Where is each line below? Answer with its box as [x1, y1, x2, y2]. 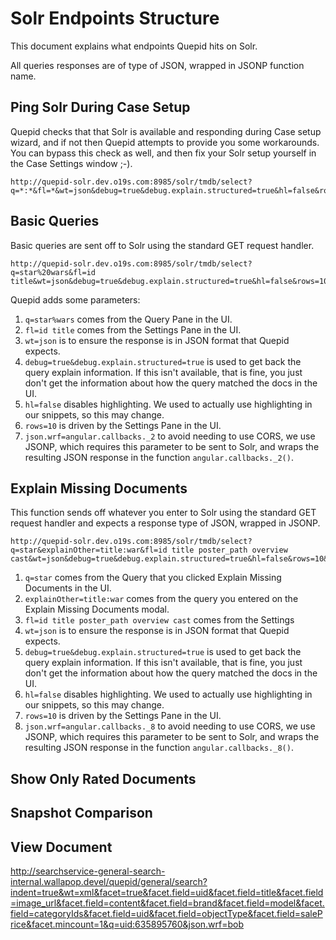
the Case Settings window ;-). [10, 157, 133, 169]
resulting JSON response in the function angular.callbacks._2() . [24, 451, 294, 463]
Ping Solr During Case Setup [10, 99, 191, 116]
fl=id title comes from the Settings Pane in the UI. [24, 323, 242, 336]
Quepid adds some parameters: [10, 293, 141, 306]
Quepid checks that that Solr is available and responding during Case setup [10, 125, 322, 137]
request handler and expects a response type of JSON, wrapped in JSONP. [10, 517, 321, 529]
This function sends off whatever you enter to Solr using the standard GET [10, 507, 317, 519]
